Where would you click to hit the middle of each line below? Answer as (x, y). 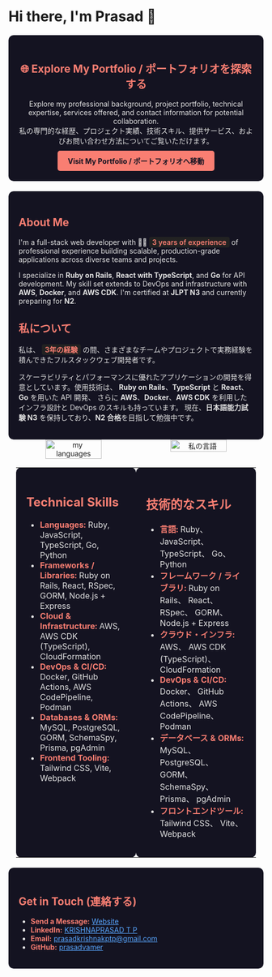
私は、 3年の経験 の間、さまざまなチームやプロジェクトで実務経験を (136, 349)
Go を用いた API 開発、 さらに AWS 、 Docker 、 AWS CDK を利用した (133, 397)
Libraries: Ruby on (75, 576)
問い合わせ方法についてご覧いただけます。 (143, 141)
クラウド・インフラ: (198, 635)
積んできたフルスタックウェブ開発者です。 (89, 359)
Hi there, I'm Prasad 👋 (82, 17)
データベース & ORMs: (202, 739)
